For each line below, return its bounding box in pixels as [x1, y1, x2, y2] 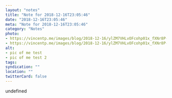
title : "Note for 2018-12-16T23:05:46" [5, 12, 91, 17]
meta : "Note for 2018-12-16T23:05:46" [5, 21, 88, 27]
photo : [5, 31, 19, 36]
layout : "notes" [5, 7, 40, 13]
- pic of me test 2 [5, 55, 47, 60]
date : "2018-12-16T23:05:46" [5, 17, 68, 22]
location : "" [5, 69, 33, 75]
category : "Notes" [5, 27, 45, 32]
